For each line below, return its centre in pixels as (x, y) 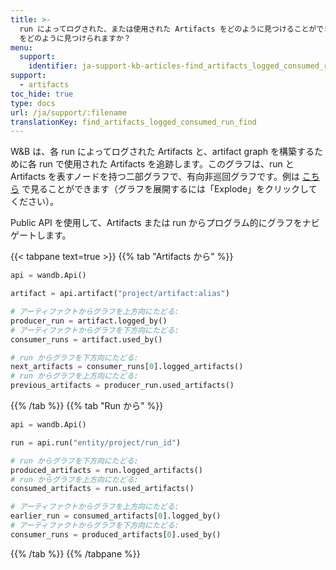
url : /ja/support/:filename (69, 112)
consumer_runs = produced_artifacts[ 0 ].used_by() (116, 534)
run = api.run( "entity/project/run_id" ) (96, 442)
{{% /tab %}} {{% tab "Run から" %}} (87, 405)
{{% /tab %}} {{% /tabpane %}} (75, 553)
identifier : (53, 66)
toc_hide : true (42, 94)
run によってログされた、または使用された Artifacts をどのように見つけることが (168, 29)
